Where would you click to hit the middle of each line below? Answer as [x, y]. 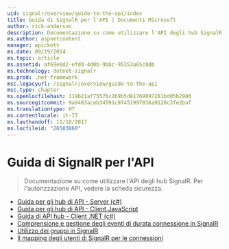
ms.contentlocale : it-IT [43, 115]
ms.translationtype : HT [41, 109]
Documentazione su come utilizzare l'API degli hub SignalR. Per [113, 181]
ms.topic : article [33, 58]
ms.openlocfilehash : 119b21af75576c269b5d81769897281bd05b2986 [99, 97]
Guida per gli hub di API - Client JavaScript [77, 209]
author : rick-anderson [39, 26]
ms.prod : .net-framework [43, 77]
